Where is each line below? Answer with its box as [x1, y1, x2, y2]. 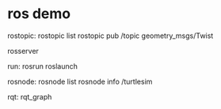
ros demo [7, 5, 71, 23]
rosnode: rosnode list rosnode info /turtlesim [7, 77, 153, 86]
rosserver [7, 46, 39, 55]
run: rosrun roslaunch [7, 61, 78, 71]
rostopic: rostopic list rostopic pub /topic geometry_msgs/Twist [7, 31, 214, 40]
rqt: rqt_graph [7, 92, 52, 101]
